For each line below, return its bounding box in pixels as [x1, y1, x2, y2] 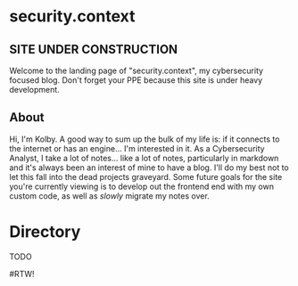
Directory [9, 222, 81, 241]
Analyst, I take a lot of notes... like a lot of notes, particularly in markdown [9, 152, 279, 163]
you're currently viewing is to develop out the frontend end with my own [9, 181, 275, 192]
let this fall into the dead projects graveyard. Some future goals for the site [9, 171, 283, 182]
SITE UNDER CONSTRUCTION [9, 42, 178, 57]
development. [9, 85, 60, 94]
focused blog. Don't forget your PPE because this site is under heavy [9, 75, 263, 86]
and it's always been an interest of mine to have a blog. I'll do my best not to [9, 162, 290, 173]
